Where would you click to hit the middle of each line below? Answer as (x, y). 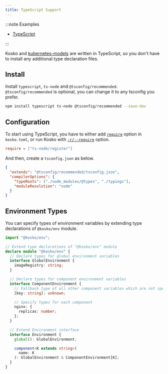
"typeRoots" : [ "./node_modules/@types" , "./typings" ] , (72, 181)
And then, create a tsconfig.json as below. (50, 158)
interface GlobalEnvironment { (42, 261)
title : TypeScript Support (33, 10)
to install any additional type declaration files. (52, 59)
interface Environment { (35, 334)
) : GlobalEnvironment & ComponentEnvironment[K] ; (67, 358)
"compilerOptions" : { (32, 177)
